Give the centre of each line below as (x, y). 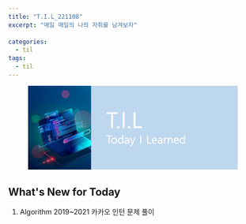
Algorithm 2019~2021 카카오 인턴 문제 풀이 (87, 212)
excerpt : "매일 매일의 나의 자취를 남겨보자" (73, 25)
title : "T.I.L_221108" (45, 17)
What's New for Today (64, 192)
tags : (17, 58)
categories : (28, 42)
